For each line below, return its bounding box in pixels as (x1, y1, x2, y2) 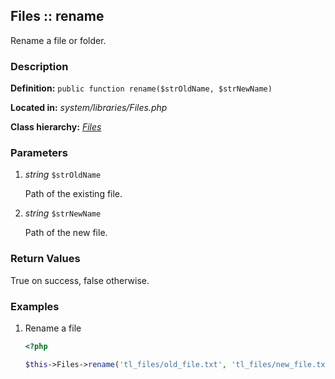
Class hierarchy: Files (10, 121, 102, 133)
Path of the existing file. (24, 188, 123, 200)
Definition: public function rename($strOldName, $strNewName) (10, 82, 273, 94)
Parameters (10, 146, 68, 160)
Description (10, 59, 69, 73)
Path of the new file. (24, 227, 108, 239)
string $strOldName (24, 169, 102, 181)
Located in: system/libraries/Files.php (10, 102, 168, 114)
